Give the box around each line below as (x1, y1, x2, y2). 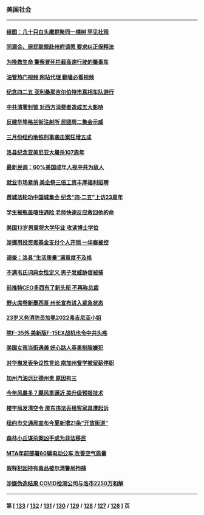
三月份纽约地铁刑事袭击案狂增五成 (6, 134, 92, 141)
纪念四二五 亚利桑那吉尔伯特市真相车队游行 (6, 88, 114, 95)
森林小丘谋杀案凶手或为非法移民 (6, 434, 86, 441)
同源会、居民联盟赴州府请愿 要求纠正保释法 (6, 43, 114, 50)
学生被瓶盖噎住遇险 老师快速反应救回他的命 (6, 209, 114, 216)
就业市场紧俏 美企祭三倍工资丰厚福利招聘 (6, 178, 109, 186)
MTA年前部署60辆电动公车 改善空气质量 (6, 449, 107, 457)
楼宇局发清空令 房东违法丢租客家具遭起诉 (6, 404, 109, 412)
